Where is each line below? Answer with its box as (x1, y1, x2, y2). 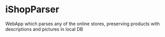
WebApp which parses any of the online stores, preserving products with (5, 21, 160, 27)
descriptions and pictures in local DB (5, 26, 83, 32)
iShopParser (5, 4, 60, 15)
